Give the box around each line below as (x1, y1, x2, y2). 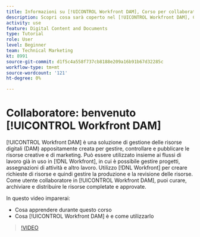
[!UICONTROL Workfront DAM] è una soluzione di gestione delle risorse (6, 138, 183, 146)
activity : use (6, 20, 42, 26)
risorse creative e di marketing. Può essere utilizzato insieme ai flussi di (6, 152, 182, 159)
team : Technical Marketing (6, 48, 73, 54)
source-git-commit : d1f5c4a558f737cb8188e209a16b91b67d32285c (6, 59, 164, 64)
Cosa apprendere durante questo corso (14, 207, 112, 214)
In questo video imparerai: (6, 195, 70, 202)
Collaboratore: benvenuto (6, 106, 136, 120)
